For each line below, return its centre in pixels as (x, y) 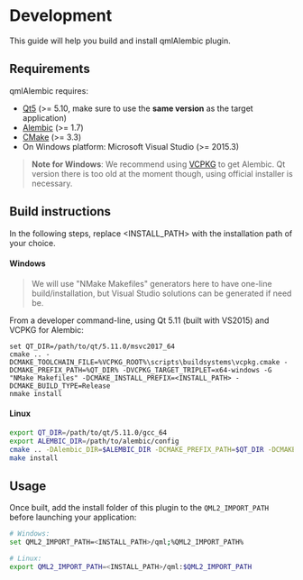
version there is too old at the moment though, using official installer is (162, 173)
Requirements (50, 69)
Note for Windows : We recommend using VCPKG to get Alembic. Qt (158, 164)
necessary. (52, 183)
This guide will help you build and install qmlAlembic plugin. (120, 41)
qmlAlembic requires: (49, 90)
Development (61, 16)
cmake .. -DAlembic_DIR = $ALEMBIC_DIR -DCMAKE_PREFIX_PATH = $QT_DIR (137, 449)
